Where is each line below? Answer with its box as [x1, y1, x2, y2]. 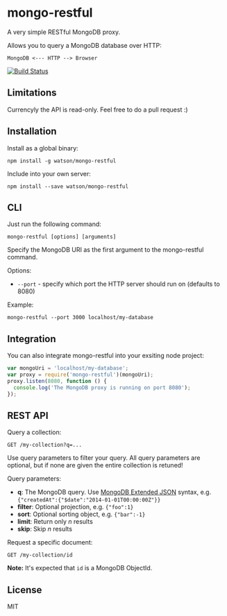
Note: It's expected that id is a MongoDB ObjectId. [7, 564, 153, 572]
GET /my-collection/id [7, 551, 73, 559]
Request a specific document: [7, 538, 93, 547]
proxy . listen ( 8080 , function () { [7, 377, 108, 384]
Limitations [7, 87, 57, 99]
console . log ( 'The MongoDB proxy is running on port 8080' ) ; [13, 384, 191, 391]
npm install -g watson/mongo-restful [7, 157, 117, 164]
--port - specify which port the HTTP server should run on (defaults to [17, 280, 220, 289]
